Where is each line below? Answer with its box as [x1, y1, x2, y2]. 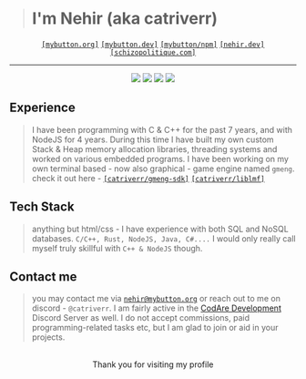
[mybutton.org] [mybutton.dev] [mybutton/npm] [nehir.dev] [41, 40, 265, 49]
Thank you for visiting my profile [92, 359, 214, 370]
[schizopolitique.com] [109, 47, 197, 57]
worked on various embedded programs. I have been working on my [31, 153, 290, 164]
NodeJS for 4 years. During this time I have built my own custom [31, 134, 275, 145]
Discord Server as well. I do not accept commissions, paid [31, 312, 250, 323]
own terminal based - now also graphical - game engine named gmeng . [31, 163, 295, 174]
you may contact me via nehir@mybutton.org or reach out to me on [31, 293, 280, 304]
